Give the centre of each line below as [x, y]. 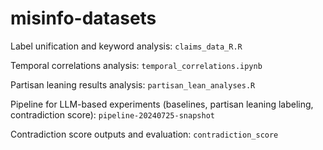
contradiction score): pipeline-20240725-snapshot [112, 114]
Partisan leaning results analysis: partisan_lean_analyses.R [133, 84]
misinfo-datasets [83, 18]
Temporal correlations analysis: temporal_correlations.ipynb [136, 65]
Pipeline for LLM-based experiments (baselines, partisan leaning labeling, [162, 104]
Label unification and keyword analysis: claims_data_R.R [126, 46]
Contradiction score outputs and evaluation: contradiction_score [144, 134]
